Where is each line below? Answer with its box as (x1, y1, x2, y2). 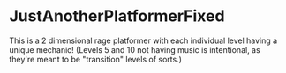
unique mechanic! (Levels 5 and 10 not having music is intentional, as (9, 44, 260, 55)
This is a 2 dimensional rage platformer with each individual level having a (9, 35, 278, 46)
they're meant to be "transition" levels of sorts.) (9, 54, 183, 64)
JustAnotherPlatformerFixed (9, 6, 225, 26)
